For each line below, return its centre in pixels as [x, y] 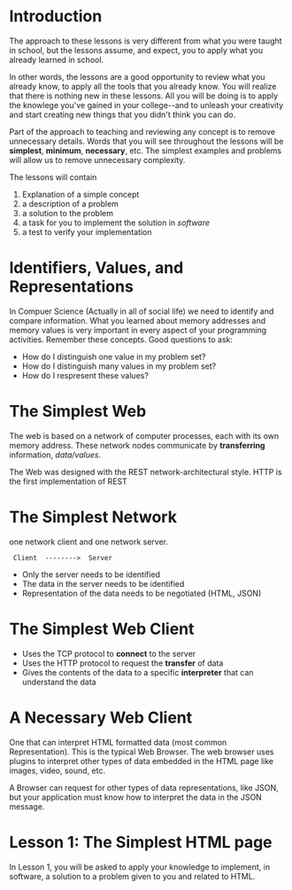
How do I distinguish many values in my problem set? [119, 366]
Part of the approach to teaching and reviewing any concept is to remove [142, 131]
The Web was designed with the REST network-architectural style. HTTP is [146, 472]
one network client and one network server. [88, 542]
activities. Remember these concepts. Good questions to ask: [121, 340]
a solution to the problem [67, 213]
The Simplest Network [93, 517]
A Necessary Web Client [101, 718]
